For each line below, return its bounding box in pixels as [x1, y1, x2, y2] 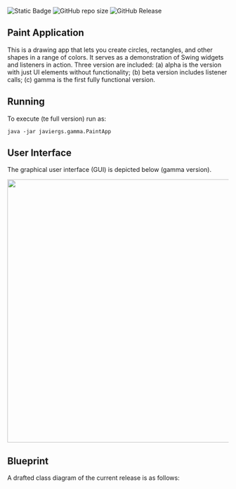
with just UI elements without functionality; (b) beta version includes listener [7, 67, 228, 76]
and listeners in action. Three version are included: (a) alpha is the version [7, 60, 222, 69]
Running [7, 95, 46, 108]
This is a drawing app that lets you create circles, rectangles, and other [7, 46, 213, 54]
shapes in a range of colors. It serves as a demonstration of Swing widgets [7, 53, 224, 61]
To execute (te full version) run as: [7, 114, 107, 123]
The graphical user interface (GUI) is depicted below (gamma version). [7, 166, 212, 174]
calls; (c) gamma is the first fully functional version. [7, 75, 156, 83]
